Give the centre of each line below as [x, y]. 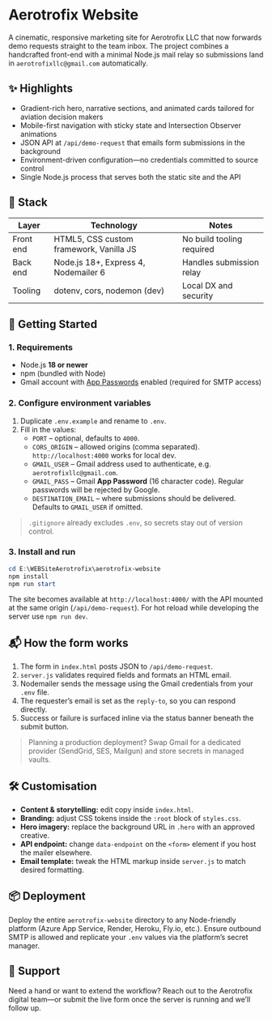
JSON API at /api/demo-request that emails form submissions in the [132, 143]
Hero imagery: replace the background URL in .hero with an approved [137, 827]
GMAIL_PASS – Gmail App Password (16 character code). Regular [138, 481]
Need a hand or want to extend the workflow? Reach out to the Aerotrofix [131, 990]
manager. [24, 946]
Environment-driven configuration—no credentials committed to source [139, 160]
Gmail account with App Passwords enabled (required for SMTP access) [140, 382]
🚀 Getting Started [53, 324]
